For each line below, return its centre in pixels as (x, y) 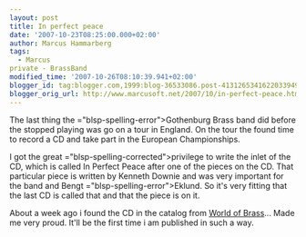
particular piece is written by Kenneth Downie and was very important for (147, 176)
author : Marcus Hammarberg (61, 43)
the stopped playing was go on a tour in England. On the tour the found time (152, 129)
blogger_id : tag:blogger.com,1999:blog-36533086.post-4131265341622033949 (154, 85)
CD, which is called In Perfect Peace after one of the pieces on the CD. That (152, 166)
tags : (20, 52)
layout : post (34, 18)
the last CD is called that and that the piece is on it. (105, 195)
